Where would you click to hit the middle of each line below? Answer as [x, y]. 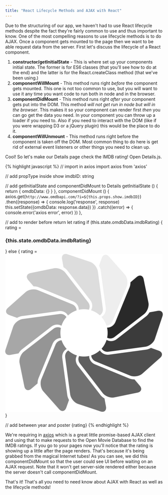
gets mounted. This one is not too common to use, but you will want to [85, 88]
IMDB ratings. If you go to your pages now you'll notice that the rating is [79, 445]
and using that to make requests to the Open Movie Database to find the [79, 440]
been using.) [25, 78]
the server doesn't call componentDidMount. [51, 472]
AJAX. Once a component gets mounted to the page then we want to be [79, 41]
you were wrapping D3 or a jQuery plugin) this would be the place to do [86, 126]
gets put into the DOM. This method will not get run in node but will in [84, 104]
